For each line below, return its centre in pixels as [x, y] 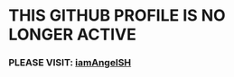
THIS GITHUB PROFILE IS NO [117, 16]
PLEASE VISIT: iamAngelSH [70, 63]
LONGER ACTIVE [72, 34]
